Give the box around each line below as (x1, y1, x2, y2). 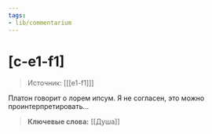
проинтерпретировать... (8, 102, 90, 111)
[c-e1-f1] (8, 53, 65, 71)
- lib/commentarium (8, 19, 72, 27)
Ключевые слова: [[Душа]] (27, 117, 120, 126)
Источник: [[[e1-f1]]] (27, 78, 94, 88)
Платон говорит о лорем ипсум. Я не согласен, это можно (8, 93, 205, 103)
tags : (8, 11, 26, 20)
